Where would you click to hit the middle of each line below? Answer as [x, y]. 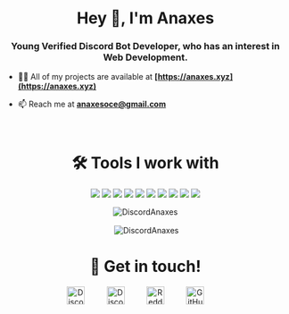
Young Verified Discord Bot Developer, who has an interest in [145, 47]
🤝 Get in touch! [145, 267]
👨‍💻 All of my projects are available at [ [88, 77]
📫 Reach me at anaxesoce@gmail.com [92, 104]
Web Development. [145, 57]
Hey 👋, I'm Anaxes [145, 18]
